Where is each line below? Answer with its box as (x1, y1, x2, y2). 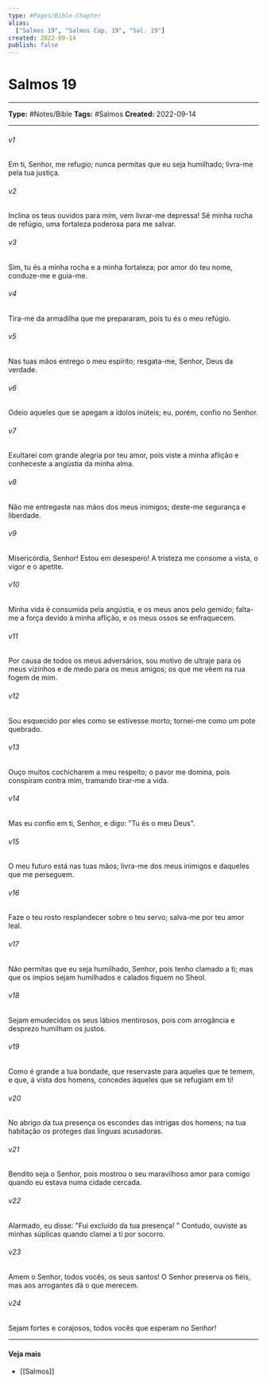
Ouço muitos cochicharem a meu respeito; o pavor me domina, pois (8, 767, 230, 777)
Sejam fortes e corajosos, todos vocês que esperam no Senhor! (8, 1323, 217, 1333)
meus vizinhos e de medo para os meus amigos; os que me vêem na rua (8, 664, 246, 674)
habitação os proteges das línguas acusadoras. (8, 1127, 164, 1136)
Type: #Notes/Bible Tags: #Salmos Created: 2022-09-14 (8, 109, 196, 119)
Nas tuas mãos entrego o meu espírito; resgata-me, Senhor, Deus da (8, 356, 234, 366)
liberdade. (8, 510, 41, 520)
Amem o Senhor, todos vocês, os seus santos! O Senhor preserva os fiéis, (8, 1272, 251, 1281)
